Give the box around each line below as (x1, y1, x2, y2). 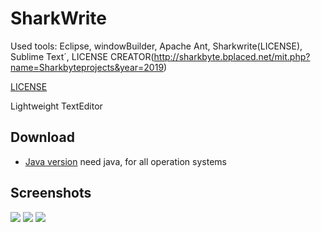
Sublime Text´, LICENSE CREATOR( (10, 50, 155, 62)
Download (10, 129, 75, 146)
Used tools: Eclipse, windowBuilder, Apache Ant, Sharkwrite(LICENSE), (10, 40, 303, 52)
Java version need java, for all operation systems (24, 155, 227, 167)
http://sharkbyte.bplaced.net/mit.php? (153, 50, 311, 62)
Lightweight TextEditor (10, 100, 103, 112)
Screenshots (10, 185, 92, 202)
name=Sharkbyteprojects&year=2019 (10, 61, 165, 73)
